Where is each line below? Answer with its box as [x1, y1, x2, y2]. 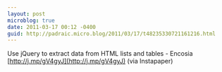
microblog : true [7, 17, 55, 24]
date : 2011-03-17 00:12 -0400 [7, 23, 97, 30]
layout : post [7, 10, 46, 18]
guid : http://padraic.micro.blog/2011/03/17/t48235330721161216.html [7, 30, 216, 37]
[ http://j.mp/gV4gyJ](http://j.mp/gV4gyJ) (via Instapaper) [7, 57, 173, 66]
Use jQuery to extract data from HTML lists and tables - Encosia [7, 49, 193, 58]
